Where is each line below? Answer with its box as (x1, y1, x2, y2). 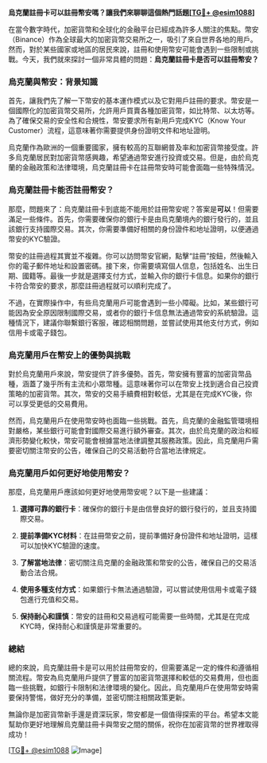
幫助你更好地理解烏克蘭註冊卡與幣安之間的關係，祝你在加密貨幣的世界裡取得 (8, 720, 259, 730)
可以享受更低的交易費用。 (8, 398, 92, 409)
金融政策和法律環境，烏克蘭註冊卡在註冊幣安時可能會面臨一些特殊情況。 (21, 162, 259, 172)
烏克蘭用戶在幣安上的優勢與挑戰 (8, 350, 131, 361)
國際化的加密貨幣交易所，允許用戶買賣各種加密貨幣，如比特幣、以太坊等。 (14, 106, 259, 115)
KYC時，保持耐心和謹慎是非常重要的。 (19, 621, 146, 632)
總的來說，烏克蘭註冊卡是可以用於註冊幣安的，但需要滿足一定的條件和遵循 (8, 663, 252, 672)
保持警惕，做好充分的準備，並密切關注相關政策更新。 (14, 693, 189, 702)
